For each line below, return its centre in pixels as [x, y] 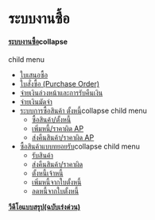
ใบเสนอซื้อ [34, 75]
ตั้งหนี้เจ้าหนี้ [47, 173]
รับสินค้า [43, 156]
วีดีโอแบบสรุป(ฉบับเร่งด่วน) [45, 207]
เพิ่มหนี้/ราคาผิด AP [58, 129]
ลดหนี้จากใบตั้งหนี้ [55, 191]
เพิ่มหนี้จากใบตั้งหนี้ [56, 182]
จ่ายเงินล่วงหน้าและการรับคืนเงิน [61, 93]
